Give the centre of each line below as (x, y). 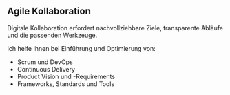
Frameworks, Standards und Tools (66, 84)
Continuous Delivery (46, 69)
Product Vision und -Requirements (66, 76)
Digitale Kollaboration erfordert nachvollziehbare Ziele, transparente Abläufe (115, 28)
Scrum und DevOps (45, 62)
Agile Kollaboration (49, 11)
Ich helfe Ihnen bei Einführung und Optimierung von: (82, 48)
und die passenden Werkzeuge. (52, 35)
